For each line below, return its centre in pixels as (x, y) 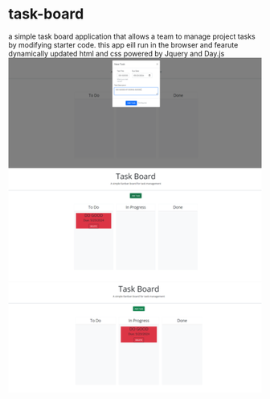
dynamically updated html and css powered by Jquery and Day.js (117, 53)
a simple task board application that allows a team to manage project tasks (132, 36)
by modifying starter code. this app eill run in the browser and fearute (123, 44)
